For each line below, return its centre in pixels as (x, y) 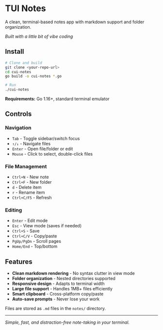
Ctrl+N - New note (31, 177)
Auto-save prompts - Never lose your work (56, 299)
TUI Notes (25, 8)
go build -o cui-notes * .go (33, 76)
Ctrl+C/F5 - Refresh (32, 197)
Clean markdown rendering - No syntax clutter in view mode (73, 273)
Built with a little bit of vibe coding (39, 36)
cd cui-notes (18, 72)
